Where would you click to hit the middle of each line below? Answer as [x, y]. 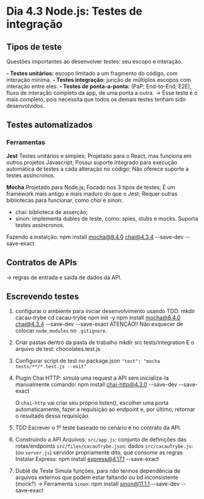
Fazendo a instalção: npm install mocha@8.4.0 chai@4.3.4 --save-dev [95, 237]
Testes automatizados [49, 125]
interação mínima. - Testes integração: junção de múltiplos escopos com [99, 80]
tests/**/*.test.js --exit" [51, 367]
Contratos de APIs [42, 263]
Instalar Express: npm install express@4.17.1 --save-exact [87, 459]
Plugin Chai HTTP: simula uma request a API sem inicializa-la [92, 378]
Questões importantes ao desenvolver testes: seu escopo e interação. [95, 61]
